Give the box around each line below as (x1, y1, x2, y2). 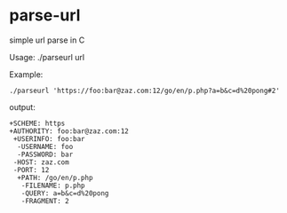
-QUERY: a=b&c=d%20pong (20, 188, 109, 198)
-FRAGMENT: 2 (20, 196, 69, 205)
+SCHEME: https (9, 119, 66, 128)
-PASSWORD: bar (17, 150, 74, 159)
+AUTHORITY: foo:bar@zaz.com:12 (9, 126, 129, 136)
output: (9, 101, 36, 112)
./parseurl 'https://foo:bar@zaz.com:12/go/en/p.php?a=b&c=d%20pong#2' (9, 86, 280, 95)
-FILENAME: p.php (20, 181, 86, 190)
